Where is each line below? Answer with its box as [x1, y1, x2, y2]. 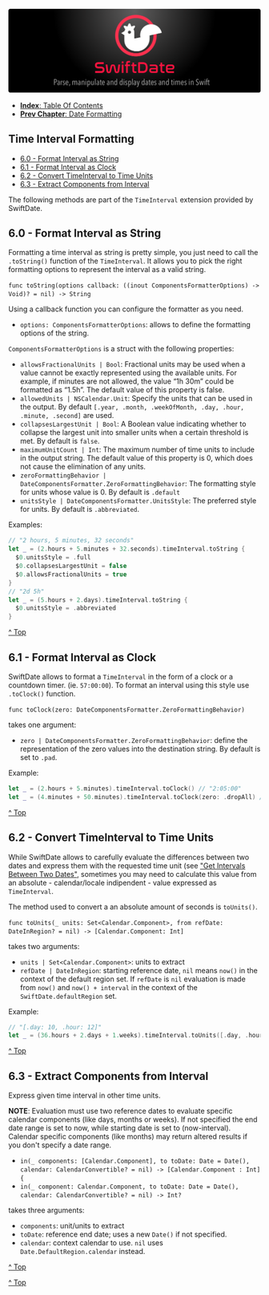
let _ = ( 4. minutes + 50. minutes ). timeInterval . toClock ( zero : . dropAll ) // [8, 793, 267, 801]
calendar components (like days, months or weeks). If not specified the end [8, 1114, 258, 1124]
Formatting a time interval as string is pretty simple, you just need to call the [8, 248, 259, 258]
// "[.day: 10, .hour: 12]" [8, 1023, 102, 1031]
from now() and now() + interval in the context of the [19, 982, 198, 992]
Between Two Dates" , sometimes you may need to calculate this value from [8, 869, 257, 879]
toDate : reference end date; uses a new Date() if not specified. [19, 1229, 227, 1240]
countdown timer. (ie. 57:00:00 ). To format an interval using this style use [8, 680, 250, 690]
